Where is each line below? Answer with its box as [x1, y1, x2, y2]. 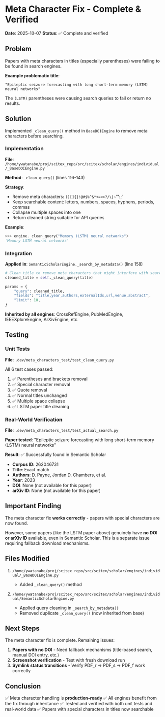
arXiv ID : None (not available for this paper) [12, 488, 101, 493]
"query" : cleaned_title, [14, 289, 65, 293]
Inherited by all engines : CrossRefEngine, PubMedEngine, [5, 311, 124, 317]
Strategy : [5, 184, 25, 190]
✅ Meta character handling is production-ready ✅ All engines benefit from [5, 695, 157, 701]
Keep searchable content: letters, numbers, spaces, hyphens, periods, [12, 198, 155, 205]
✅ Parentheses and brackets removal [12, 376, 88, 382]
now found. [5, 520, 28, 526]
